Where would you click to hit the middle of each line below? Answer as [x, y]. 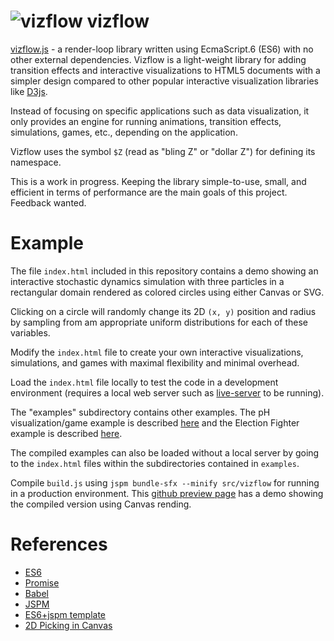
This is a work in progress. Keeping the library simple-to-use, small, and [158, 181]
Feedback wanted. [48, 202]
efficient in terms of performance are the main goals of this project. [149, 192]
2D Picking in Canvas [68, 625]
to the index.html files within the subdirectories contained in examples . [155, 463]
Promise [42, 582]
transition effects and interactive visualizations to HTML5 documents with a [165, 70]
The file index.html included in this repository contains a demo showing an [164, 271]
